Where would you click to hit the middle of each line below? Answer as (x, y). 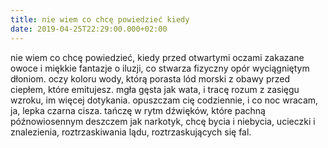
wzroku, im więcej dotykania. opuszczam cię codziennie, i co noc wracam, (164, 100)
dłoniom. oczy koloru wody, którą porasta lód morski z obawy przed (150, 78)
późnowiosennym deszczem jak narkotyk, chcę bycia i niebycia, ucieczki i (163, 121)
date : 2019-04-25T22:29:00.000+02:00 (89, 29)
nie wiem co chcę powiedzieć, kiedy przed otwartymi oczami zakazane (157, 57)
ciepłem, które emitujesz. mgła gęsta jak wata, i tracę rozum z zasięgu (155, 89)
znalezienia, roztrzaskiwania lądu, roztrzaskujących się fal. (131, 132)
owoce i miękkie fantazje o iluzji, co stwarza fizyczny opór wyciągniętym (160, 68)
